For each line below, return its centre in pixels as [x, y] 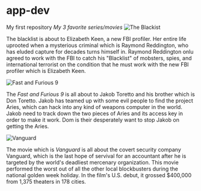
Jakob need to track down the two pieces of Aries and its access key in [95, 113]
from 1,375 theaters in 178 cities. [46, 181]
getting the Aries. [28, 126]
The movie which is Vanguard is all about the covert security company [94, 149]
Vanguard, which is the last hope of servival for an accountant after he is [96, 156]
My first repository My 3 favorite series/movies [64, 27]
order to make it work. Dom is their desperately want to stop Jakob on [93, 120]
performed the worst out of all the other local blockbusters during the [92, 169]
